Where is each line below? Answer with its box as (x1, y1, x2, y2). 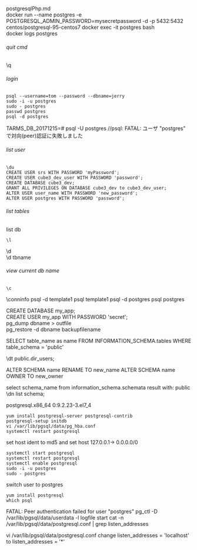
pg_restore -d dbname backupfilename (6, 326, 101, 333)
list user (6, 146, 25, 153)
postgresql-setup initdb (6, 418, 67, 424)
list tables (6, 208, 30, 215)
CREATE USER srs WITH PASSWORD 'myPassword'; (6, 169, 119, 175)
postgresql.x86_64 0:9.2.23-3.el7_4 (6, 402, 92, 409)
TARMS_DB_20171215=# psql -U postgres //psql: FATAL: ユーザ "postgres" (6, 125, 186, 132)
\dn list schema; (6, 391, 45, 398)
